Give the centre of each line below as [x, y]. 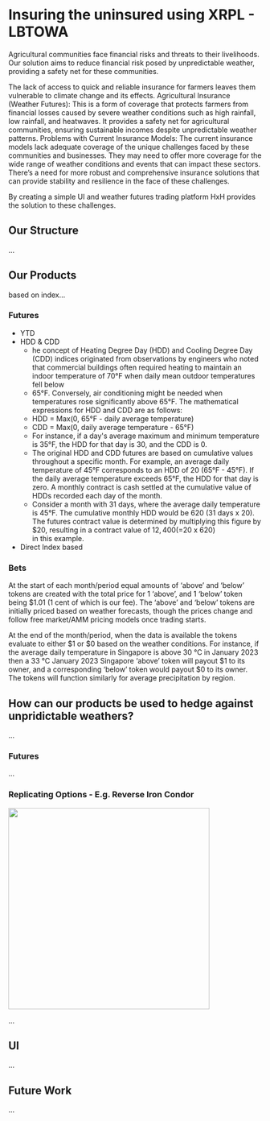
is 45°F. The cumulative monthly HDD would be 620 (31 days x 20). [143, 512]
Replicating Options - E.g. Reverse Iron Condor [101, 795]
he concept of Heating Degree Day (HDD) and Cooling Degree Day [142, 350]
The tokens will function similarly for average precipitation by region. [122, 678]
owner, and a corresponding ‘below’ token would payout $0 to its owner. [128, 669]
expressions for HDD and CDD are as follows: [107, 410]
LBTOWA [39, 32]
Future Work [40, 1090]
